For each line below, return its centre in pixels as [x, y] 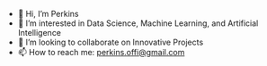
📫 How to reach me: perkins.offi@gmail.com [101, 52]
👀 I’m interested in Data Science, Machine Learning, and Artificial [138, 23]
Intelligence [39, 33]
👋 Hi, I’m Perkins [48, 14]
